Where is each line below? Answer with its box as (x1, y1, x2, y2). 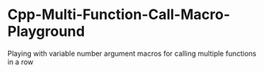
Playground (7, 22, 85, 40)
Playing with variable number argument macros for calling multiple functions (7, 48, 257, 58)
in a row (7, 57, 34, 67)
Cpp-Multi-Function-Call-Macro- (7, 6, 231, 24)
